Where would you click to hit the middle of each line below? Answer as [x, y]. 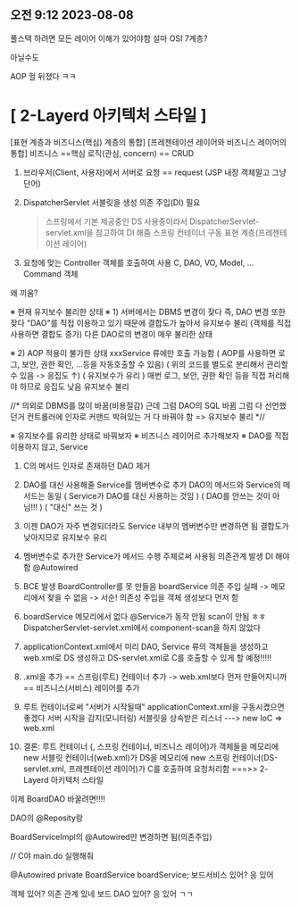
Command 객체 [50, 273]
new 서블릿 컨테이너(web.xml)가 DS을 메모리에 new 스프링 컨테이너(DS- [150, 757]
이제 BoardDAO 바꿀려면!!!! [58, 799]
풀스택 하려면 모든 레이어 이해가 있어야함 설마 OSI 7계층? [109, 38]
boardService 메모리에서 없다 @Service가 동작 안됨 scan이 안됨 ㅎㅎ [145, 616]
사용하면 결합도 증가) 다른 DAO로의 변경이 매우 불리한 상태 [112, 334]
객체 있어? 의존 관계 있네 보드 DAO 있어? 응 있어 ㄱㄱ [102, 894]
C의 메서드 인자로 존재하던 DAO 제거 [87, 465]
